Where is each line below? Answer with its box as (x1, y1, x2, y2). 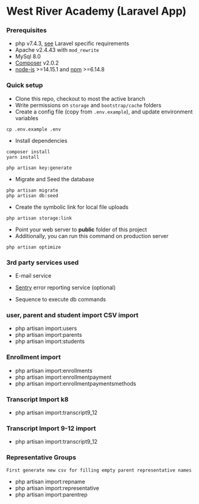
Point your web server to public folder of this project (15, 226, 147, 233)
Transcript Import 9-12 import (6, 424, 96, 433)
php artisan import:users (15, 325, 77, 332)
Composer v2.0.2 (15, 59, 59, 67)
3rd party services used (6, 258, 79, 267)
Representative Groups (6, 453, 77, 462)
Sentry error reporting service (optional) (15, 284, 116, 291)
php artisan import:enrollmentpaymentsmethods (15, 380, 136, 387)
